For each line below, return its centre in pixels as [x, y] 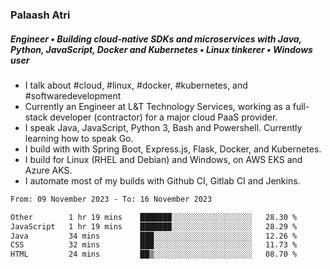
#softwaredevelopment [73, 95]
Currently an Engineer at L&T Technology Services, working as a [157, 106]
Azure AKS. [48, 170]
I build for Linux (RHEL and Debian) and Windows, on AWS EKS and [163, 159]
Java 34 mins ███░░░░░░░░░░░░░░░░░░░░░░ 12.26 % [154, 236]
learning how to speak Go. [79, 138]
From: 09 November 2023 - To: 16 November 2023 [111, 199]
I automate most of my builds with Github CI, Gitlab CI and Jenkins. [162, 180]
